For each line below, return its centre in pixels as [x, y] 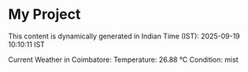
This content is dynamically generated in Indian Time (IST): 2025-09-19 [124, 36]
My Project [44, 14]
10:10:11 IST [27, 44]
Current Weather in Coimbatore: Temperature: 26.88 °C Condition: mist [123, 59]
